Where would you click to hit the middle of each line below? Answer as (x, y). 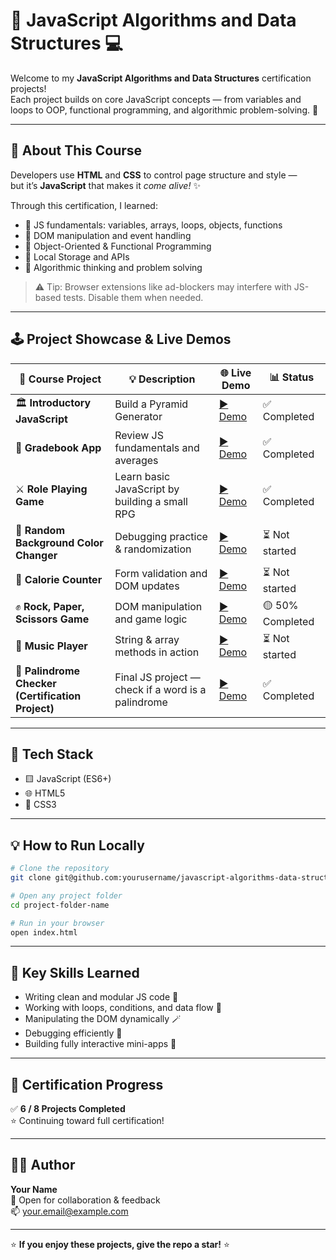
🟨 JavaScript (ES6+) (68, 779)
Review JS (139, 435)
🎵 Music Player (51, 646)
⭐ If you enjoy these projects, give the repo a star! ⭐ (120, 1244)
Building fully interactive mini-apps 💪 (100, 1044)
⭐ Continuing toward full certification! (87, 1121)
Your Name (34, 1189)
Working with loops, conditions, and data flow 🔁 (123, 1008)
